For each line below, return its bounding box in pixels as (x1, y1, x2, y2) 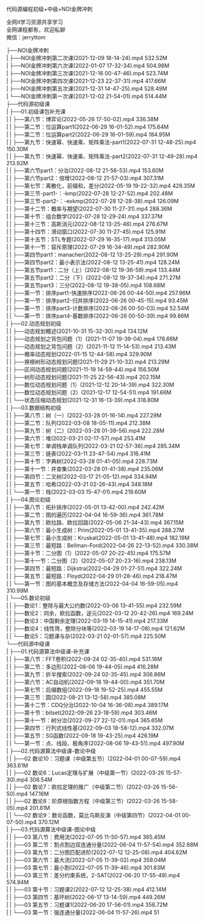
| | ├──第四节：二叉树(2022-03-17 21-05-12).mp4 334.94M (6, 473, 158, 480)
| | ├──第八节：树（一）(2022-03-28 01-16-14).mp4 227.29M (6, 412, 162, 419)
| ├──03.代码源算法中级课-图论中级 (6, 826, 96, 833)
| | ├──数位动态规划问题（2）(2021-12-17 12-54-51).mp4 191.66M (6, 389, 172, 396)
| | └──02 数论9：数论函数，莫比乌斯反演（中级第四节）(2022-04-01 (6, 812, 181, 819)
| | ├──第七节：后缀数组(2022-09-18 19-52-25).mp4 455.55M (6, 686, 163, 693)
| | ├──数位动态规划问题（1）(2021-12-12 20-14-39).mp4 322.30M (6, 381, 175, 388)
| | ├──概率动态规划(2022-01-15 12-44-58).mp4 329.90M (6, 351, 152, 358)
